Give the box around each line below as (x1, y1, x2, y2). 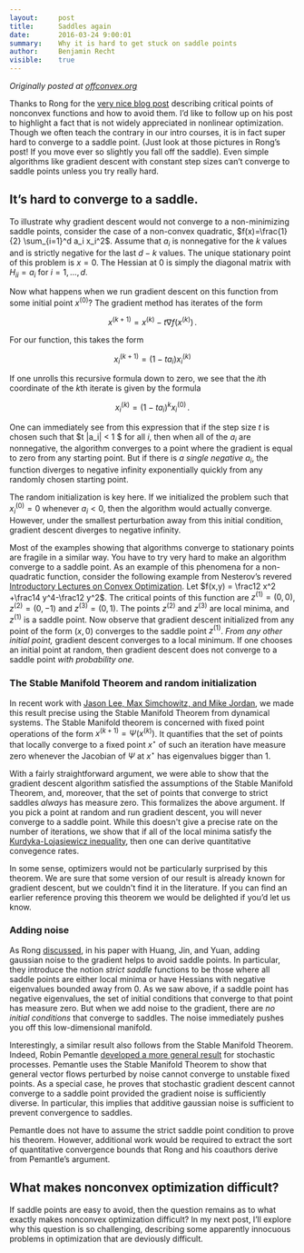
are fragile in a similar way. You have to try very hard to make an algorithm (9, 552, 288, 562)
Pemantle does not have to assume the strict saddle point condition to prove (9, 1124, 295, 1136)
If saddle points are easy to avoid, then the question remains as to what (9, 1204, 277, 1215)
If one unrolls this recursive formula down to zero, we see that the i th (9, 373, 267, 384)
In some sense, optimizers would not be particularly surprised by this (9, 862, 268, 873)
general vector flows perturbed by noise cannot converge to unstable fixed (9, 1069, 290, 1079)
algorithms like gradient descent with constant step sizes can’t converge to (9, 156, 290, 166)
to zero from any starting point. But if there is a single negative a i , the (9, 452, 270, 466)
